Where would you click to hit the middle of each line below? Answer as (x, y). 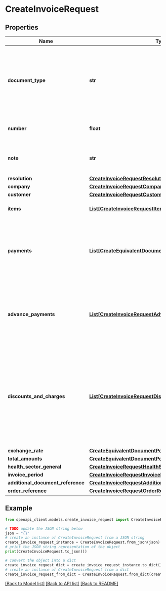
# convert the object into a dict (41, 560)
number (17, 128)
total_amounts (25, 459)
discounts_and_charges (36, 396)
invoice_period (25, 475)
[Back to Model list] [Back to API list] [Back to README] (62, 584)
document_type (27, 80)
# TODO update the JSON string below (44, 529)
